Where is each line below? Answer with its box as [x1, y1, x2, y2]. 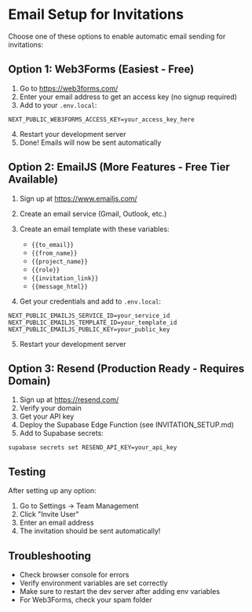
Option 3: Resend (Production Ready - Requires [8, 362, 245, 375]
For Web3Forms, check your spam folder [19, 595, 153, 604]
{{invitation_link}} [31, 274, 99, 282]
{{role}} [31, 266, 60, 274]
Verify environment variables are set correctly [19, 578, 168, 588]
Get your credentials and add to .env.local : [19, 297, 162, 306]
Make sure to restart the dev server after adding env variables [19, 587, 221, 595]
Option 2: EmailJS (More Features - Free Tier [8, 160, 230, 174]
